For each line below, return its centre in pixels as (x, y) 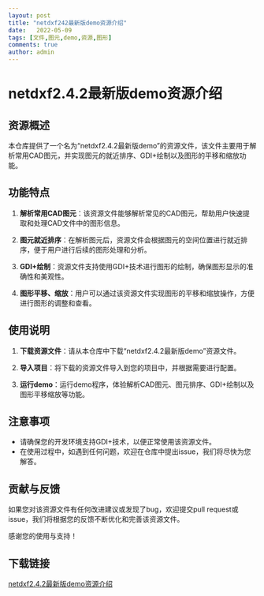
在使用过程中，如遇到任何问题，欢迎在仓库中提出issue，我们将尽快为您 (135, 452)
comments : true (33, 45)
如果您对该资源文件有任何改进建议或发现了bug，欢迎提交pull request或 (123, 509)
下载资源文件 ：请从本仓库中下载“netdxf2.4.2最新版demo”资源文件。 (130, 350)
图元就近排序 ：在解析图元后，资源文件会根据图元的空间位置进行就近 (130, 240)
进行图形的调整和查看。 (58, 303)
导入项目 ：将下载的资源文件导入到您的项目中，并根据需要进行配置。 (130, 367)
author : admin (32, 52)
